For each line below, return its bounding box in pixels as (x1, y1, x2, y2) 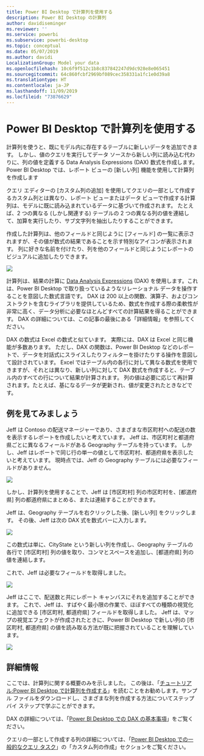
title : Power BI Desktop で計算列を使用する (6, 9, 113, 15)
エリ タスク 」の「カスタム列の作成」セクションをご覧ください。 (27, 743, 189, 751)
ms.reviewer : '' (6, 26, 47, 32)
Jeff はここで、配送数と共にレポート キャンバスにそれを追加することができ (6, 593, 195, 600)
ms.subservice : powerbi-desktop (6, 37, 88, 43)
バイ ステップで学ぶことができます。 (6, 702, 99, 710)
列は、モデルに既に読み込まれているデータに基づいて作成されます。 (6, 201, 177, 209)
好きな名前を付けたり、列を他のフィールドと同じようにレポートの (28, 245, 194, 253)
